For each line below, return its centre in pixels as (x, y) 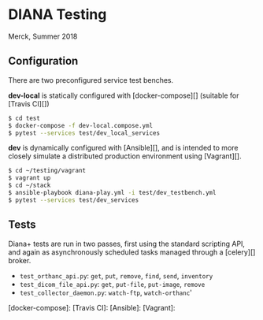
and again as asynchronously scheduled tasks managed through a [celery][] (132, 252)
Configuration (43, 61)
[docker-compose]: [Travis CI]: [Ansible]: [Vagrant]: (92, 307)
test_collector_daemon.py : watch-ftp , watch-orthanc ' (106, 292)
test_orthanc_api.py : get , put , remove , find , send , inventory (116, 275)
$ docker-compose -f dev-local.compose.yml (81, 125)
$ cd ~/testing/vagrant (47, 171)
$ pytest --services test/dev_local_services (84, 133)
